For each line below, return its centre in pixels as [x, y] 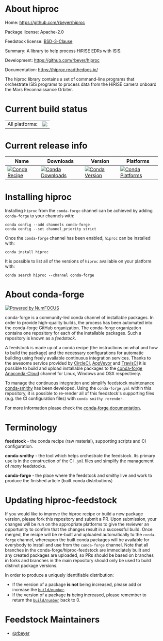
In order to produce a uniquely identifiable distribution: [59, 575]
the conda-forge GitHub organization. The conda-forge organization [73, 328]
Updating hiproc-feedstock [61, 500]
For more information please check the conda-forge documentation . [73, 408]
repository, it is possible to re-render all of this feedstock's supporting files [80, 393]
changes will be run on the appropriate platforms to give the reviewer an [77, 524]
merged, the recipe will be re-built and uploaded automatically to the [73, 534]
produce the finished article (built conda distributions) [59, 480]
